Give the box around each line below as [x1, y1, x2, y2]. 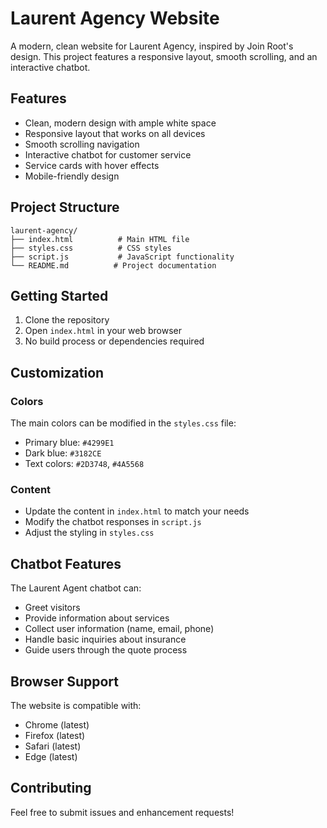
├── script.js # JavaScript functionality [10, 252, 235, 262]
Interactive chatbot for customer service [24, 148, 192, 161]
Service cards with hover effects [24, 159, 160, 171]
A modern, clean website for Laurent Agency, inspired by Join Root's [10, 40, 294, 52]
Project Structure [10, 199, 120, 216]
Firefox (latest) [24, 729, 86, 741]
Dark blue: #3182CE [24, 447, 102, 459]
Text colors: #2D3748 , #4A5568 [24, 458, 145, 470]
